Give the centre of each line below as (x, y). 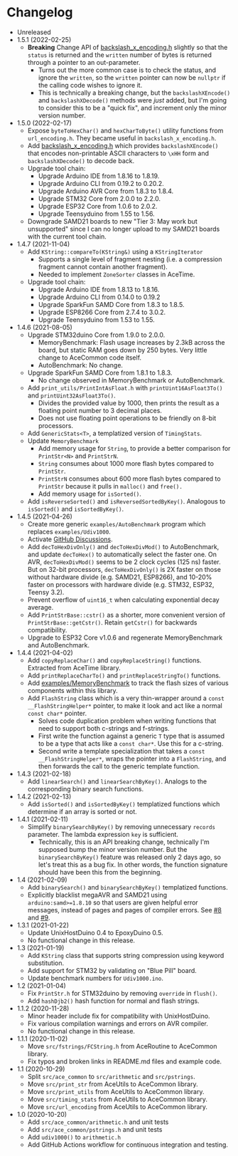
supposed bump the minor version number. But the (113, 849)
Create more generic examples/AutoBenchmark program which (117, 524)
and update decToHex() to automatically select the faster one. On (122, 554)
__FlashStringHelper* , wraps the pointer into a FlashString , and (132, 759)
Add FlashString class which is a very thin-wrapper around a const (126, 698)
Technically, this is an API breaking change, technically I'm (124, 842)
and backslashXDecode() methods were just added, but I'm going (132, 100)
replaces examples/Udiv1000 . (69, 531)
